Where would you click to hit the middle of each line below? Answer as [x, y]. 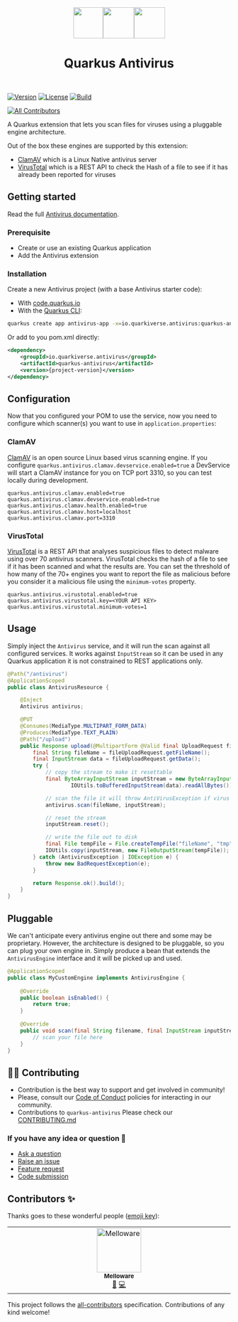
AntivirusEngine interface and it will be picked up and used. [95, 958]
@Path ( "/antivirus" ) [38, 674]
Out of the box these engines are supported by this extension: [98, 146]
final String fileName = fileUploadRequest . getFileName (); [122, 753]
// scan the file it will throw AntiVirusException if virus [137, 798]
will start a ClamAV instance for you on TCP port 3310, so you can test [110, 473]
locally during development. [48, 480]
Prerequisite [29, 232]
